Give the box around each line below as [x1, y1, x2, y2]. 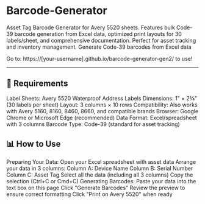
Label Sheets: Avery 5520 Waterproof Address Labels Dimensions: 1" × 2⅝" [6, 94, 198, 102]
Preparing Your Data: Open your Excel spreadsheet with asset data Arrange [6, 158, 196, 165]
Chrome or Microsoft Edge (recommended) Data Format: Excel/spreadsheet [6, 114, 197, 121]
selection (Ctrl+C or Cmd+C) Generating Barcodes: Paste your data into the [6, 177, 196, 185]
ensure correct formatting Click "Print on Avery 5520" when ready [6, 190, 173, 198]
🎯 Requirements [6, 79, 68, 89]
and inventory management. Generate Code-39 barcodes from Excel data [6, 43, 192, 51]
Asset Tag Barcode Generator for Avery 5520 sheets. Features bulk [6, 24, 175, 31]
